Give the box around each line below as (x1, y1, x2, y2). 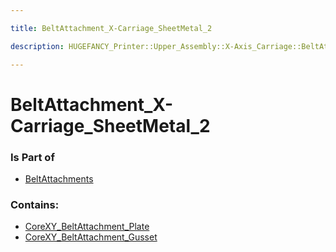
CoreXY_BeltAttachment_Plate (24, 221, 150, 233)
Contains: (10, 197, 60, 211)
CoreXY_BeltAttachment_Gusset (24, 231, 158, 243)
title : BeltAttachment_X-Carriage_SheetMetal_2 (10, 23, 213, 33)
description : (10, 41, 65, 51)
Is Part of (10, 150, 55, 164)
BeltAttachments (24, 172, 94, 185)
